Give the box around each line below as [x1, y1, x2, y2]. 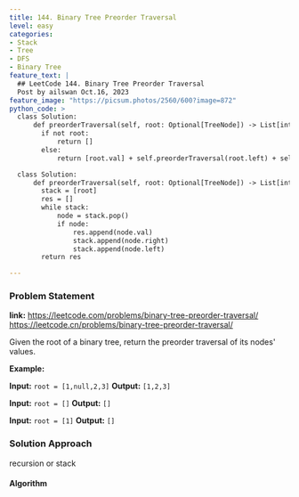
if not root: [41, 129, 90, 138]
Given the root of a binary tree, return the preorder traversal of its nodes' [9, 337, 276, 347]
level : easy [9, 21, 53, 30]
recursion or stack [9, 458, 77, 468]
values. [9, 346, 36, 357]
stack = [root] [41, 186, 98, 196]
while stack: [41, 203, 90, 212]
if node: [56, 219, 90, 228]
